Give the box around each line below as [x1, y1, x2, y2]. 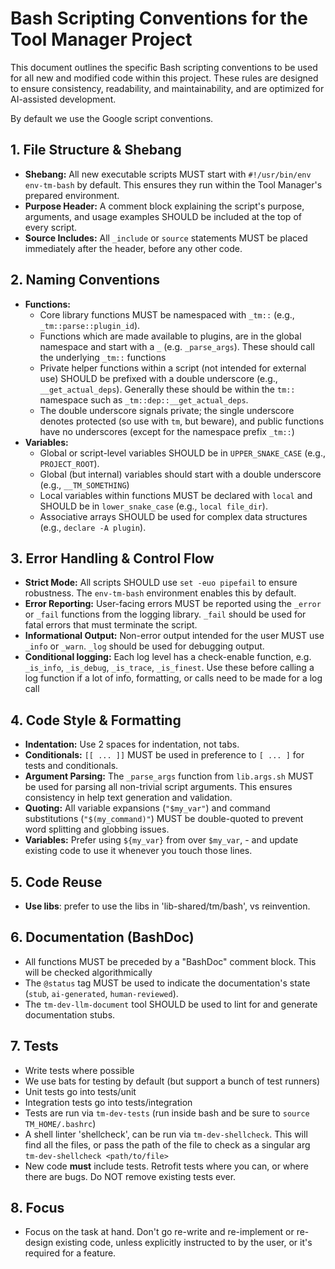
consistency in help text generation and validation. [24, 792, 233, 804]
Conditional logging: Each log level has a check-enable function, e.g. [24, 651, 312, 663]
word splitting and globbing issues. [24, 823, 170, 836]
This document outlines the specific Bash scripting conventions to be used [10, 61, 318, 73]
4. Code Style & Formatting [10, 712, 182, 729]
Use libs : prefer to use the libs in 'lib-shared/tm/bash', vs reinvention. [24, 900, 311, 912]
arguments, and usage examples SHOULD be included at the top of [24, 210, 302, 222]
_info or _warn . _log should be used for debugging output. [24, 640, 265, 652]
